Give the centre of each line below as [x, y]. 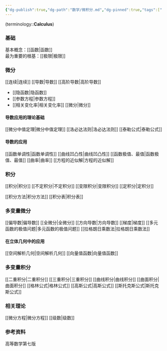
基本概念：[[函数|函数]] [29, 49]
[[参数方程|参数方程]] [34, 99]
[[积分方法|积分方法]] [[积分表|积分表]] [44, 196]
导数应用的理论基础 [25, 117]
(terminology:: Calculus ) [30, 24]
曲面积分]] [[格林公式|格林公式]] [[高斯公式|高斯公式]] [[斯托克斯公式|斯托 [80, 286]
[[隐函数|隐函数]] [29, 92]
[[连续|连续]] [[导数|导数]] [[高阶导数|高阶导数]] [53, 82]
